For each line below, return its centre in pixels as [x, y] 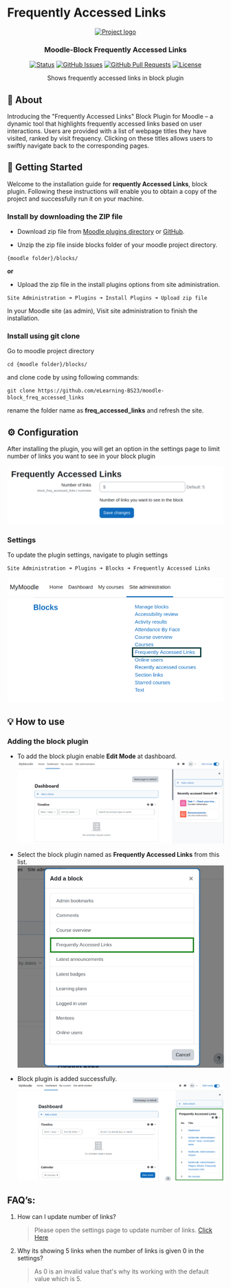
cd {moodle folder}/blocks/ [47, 365]
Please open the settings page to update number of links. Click [123, 1230]
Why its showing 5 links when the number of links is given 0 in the [110, 1251]
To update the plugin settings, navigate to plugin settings [88, 555]
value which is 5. [58, 1279]
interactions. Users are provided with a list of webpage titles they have [107, 131]
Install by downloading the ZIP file [65, 217]
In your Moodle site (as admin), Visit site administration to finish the [102, 311]
